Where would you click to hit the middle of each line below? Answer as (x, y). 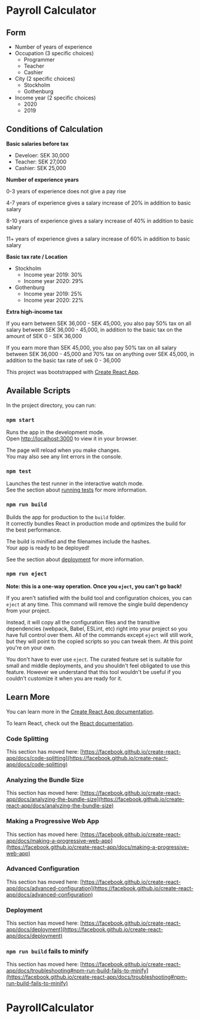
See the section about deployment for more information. (75, 559)
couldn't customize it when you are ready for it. (64, 678)
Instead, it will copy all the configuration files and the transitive (83, 622)
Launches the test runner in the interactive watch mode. (75, 484)
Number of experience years (42, 180)
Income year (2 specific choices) (55, 98)
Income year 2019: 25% (53, 293)
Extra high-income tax (34, 311)
